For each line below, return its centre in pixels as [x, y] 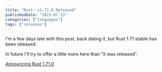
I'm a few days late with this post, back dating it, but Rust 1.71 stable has [81, 39]
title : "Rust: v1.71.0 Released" [41, 10]
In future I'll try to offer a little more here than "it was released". [72, 54]
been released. [21, 44]
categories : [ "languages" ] [34, 19]
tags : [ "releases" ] [26, 24]
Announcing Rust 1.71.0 [30, 64]
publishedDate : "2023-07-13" [36, 15]
